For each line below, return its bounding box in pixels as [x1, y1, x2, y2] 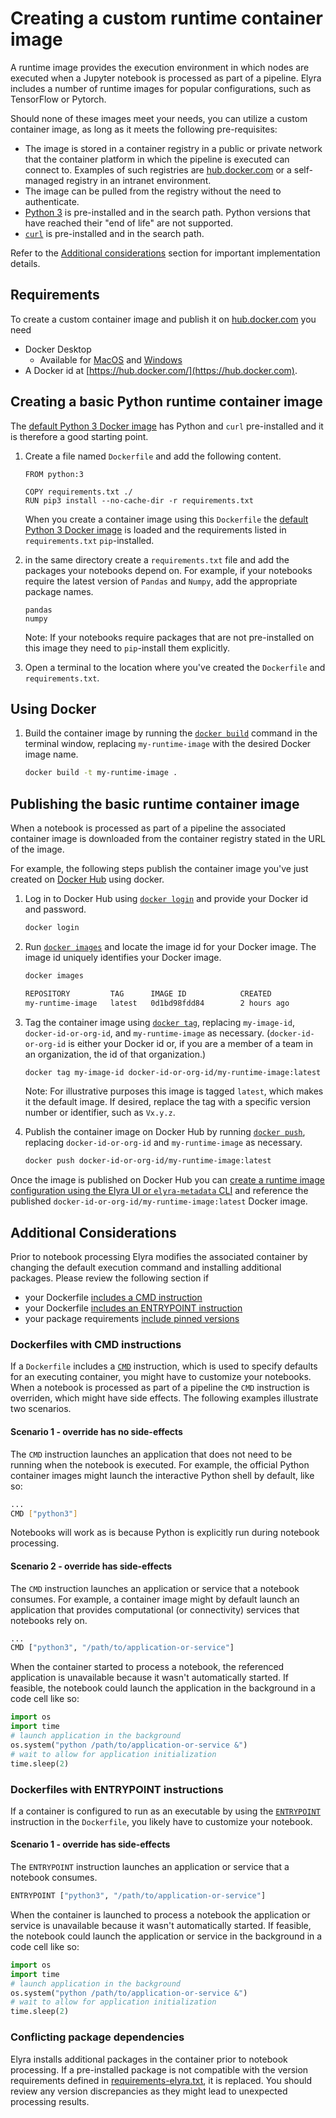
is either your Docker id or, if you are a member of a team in [68, 1037, 313, 1049]
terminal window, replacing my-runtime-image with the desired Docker [24, 738, 312, 750]
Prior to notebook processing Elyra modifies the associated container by [10, 1251, 308, 1263]
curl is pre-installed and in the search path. [24, 227, 205, 239]
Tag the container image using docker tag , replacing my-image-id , [24, 1016, 295, 1028]
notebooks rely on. [10, 1614, 88, 1626]
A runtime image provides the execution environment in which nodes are [10, 61, 310, 73]
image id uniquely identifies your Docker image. [24, 951, 222, 963]
